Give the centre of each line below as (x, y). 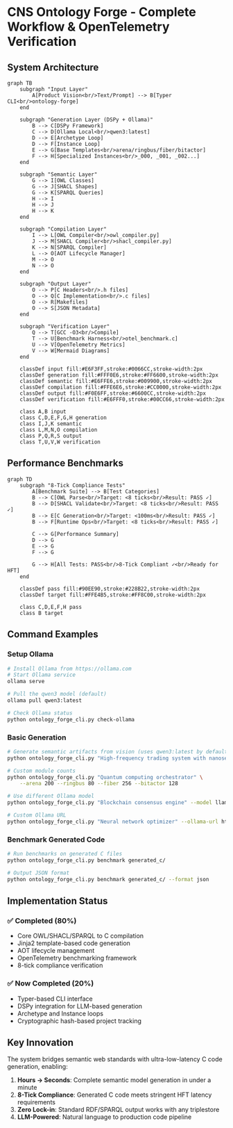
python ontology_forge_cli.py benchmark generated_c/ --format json (108, 879)
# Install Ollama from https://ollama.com (69, 669)
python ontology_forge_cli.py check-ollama (71, 719)
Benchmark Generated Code (56, 840)
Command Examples (53, 634)
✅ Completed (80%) (42, 920)
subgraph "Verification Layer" (65, 327)
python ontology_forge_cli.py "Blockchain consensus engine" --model (110, 803)
